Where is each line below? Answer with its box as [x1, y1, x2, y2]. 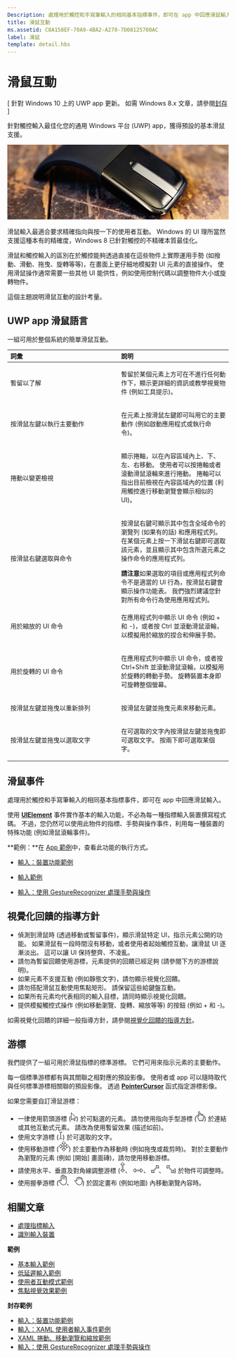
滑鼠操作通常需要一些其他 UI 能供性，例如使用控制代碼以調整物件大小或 [13, 269, 221, 277]
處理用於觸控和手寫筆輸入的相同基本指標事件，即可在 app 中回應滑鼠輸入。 [7, 795, 225, 804]
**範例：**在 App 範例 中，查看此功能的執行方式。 [7, 843, 152, 851]
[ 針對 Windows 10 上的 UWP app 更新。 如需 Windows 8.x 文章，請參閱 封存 [7, 99, 228, 108]
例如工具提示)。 [131, 387, 177, 395]
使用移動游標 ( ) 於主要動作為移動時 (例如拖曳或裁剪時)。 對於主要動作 [17, 1145, 228, 1153]
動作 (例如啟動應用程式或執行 [121, 419, 206, 428]
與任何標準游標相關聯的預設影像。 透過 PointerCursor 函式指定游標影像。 [7, 1082, 221, 1091]
